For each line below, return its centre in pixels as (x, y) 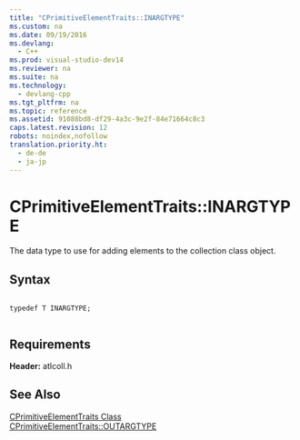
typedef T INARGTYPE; (50, 309)
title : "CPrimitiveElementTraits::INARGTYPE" (97, 18)
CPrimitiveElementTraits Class (65, 416)
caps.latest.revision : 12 (58, 128)
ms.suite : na (34, 77)
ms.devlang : (32, 43)
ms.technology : (38, 85)
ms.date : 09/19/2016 (49, 35)
